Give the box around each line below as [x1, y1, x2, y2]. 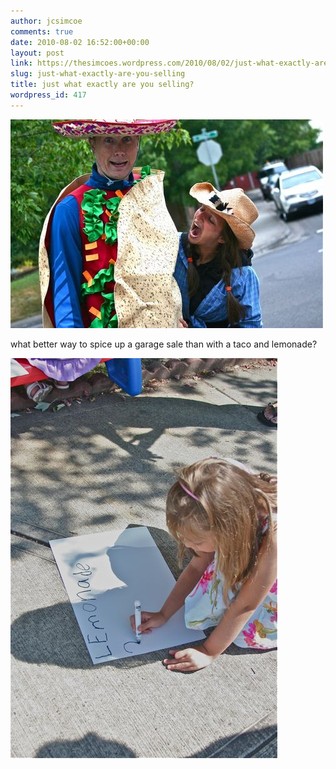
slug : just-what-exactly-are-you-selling [10, 69, 186, 79]
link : [10, 58, 33, 69]
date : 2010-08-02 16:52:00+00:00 [10, 37, 150, 47]
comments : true [10, 26, 74, 37]
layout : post [10, 48, 65, 58]
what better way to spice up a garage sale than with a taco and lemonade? [10, 338, 318, 350]
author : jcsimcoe [10, 16, 83, 26]
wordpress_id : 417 [10, 90, 87, 100]
